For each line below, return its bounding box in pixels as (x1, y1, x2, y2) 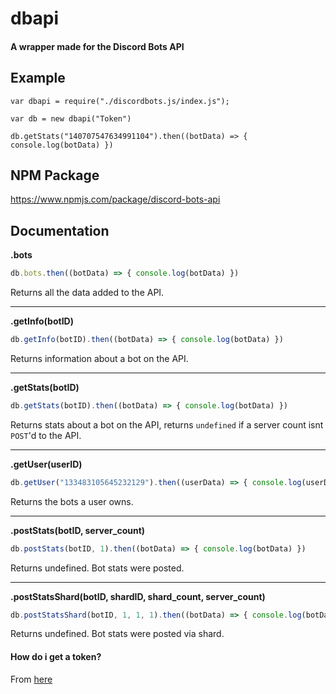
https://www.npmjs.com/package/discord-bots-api (10, 193, 221, 206)
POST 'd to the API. (10, 429, 82, 441)
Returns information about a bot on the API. (10, 352, 189, 364)
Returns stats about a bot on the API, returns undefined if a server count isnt (10, 418, 324, 431)
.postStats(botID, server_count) (10, 524, 146, 536)
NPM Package (10, 167, 100, 184)
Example (10, 70, 66, 87)
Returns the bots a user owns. (10, 495, 134, 507)
